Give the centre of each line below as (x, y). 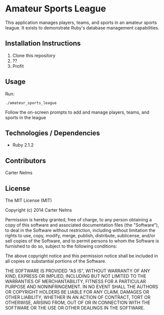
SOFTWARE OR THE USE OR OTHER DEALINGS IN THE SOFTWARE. (75, 308)
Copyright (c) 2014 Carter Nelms (39, 210)
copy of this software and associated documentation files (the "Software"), (82, 225)
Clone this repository (34, 55)
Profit (18, 66)
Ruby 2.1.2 (23, 145)
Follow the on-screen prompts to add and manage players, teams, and (77, 112)
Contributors (26, 161)
